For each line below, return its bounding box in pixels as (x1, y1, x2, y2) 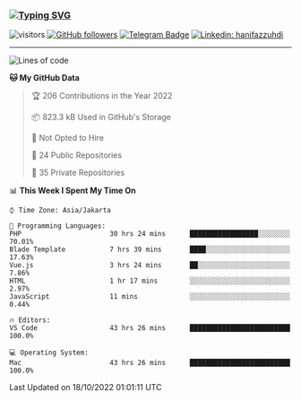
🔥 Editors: (9, 316, 51, 325)
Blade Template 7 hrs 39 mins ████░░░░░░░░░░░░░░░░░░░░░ (9, 245, 291, 255)
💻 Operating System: (9, 348, 90, 358)
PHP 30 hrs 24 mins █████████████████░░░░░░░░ (9, 230, 291, 239)
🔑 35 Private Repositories (30, 167, 125, 179)
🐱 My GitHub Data (9, 73, 81, 83)
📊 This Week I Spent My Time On (9, 185, 136, 196)
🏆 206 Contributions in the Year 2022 (30, 91, 173, 101)
